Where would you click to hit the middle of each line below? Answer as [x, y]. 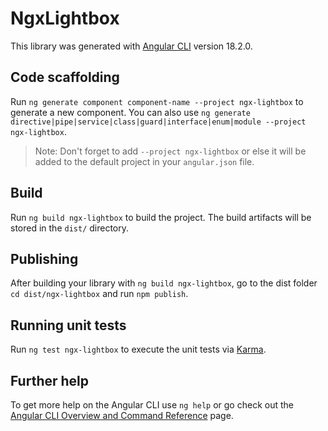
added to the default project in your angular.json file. [144, 161]
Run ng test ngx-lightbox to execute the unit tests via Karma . [138, 349]
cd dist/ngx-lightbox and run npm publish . [99, 294]
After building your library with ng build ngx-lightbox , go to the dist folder [164, 283]
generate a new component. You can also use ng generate [130, 112]
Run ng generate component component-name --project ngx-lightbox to [157, 101]
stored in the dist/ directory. [70, 228]
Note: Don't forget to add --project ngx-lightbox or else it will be [170, 151]
